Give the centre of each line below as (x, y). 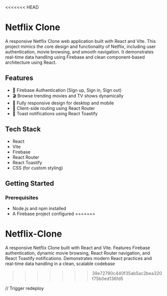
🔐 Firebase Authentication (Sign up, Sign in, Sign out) (67, 90)
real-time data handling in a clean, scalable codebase (60, 264)
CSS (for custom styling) (38, 168)
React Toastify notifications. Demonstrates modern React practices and (79, 259)
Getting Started (30, 183)
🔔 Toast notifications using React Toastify (55, 113)
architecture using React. (31, 62)
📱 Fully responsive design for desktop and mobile (63, 103)
